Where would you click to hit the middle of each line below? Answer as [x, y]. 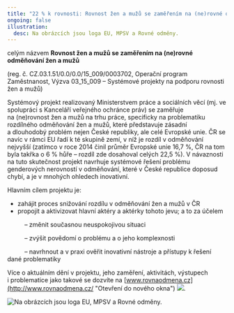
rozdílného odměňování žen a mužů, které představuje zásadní [97, 125]
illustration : [28, 27]
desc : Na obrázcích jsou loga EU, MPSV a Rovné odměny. [96, 33]
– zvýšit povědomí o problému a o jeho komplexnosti [100, 238]
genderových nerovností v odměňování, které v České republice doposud [112, 169]
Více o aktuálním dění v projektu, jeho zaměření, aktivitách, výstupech [108, 272]
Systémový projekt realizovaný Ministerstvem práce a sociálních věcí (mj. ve [117, 103]
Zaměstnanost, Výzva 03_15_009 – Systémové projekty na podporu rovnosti [116, 82]
